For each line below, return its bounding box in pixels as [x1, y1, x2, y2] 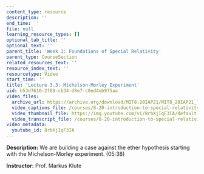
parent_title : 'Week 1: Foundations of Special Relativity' [6, 49, 162, 55]
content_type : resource [6, 8, 67, 15]
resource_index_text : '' [6, 65, 69, 72]
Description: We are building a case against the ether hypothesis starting [6, 144, 190, 151]
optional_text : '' [6, 43, 53, 49]
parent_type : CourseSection [6, 54, 78, 60]
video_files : [6, 93, 39, 99]
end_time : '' [6, 20, 39, 26]
